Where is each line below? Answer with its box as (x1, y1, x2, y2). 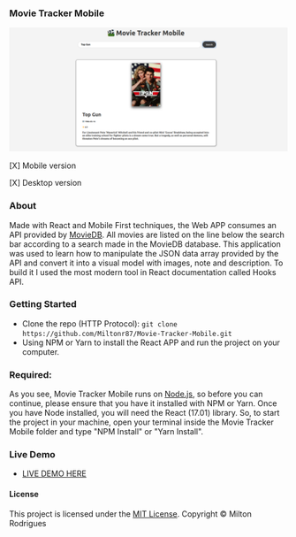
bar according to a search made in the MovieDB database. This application (9, 238, 281, 249)
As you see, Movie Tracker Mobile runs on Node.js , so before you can (9, 388, 263, 400)
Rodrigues (9, 518, 47, 528)
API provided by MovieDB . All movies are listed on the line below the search (9, 229, 285, 240)
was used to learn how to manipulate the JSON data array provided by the (9, 248, 279, 258)
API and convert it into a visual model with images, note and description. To (9, 257, 284, 268)
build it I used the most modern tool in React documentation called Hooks (9, 266, 277, 277)
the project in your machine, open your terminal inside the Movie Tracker (9, 417, 274, 427)
